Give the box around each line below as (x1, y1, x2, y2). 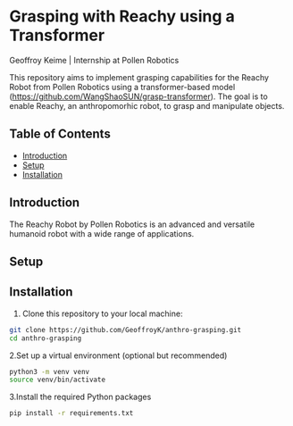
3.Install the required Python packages (9, 391, 152, 403)
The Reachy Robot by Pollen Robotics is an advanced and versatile (9, 219, 255, 230)
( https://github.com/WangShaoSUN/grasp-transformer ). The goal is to (9, 91, 268, 102)
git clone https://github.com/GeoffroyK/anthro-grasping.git (9, 325, 242, 334)
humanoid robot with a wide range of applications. (9, 228, 195, 238)
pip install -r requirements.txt (9, 409, 134, 418)
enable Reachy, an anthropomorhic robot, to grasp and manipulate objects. (9, 100, 285, 111)
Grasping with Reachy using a (9, 6, 235, 27)
